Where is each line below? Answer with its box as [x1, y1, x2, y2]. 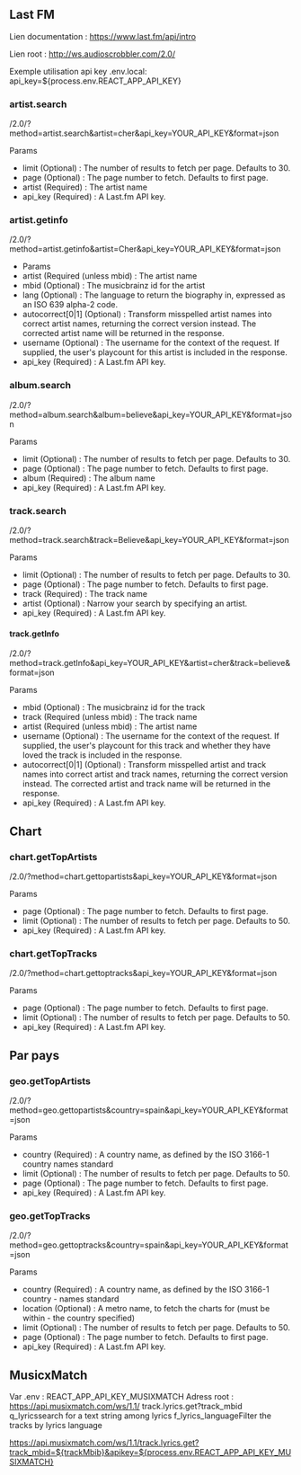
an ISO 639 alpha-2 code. [22, 299, 119, 310]
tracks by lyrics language [9, 1419, 103, 1430]
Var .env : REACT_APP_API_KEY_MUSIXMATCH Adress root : [9, 1391, 235, 1401]
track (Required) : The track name [22, 589, 148, 599]
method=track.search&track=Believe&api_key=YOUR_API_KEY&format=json [9, 535, 289, 545]
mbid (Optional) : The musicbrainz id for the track [22, 702, 206, 713]
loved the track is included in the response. [22, 750, 182, 760]
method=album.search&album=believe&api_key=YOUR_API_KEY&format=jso [9, 409, 292, 420]
